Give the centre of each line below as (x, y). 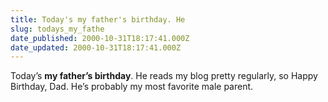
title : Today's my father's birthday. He (98, 19)
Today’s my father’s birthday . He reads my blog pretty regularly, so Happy (164, 76)
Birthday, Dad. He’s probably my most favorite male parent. (132, 87)
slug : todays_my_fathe (57, 29)
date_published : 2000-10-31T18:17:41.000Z (100, 38)
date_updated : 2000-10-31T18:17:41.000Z (96, 47)
